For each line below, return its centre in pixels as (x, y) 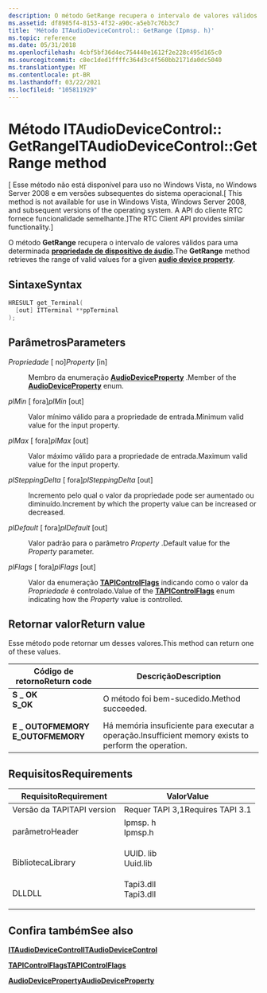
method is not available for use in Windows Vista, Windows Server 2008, (127, 202)
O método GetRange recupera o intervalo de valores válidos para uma (123, 243)
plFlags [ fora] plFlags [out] (52, 567)
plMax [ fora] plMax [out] (48, 440)
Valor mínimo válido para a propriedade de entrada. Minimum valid (136, 416)
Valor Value (188, 796)
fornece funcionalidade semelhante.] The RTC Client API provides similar (126, 219)
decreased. (47, 512)
